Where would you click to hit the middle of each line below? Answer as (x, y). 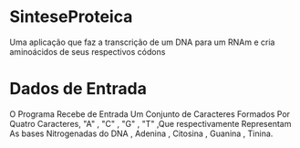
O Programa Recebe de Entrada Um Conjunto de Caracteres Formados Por (150, 114)
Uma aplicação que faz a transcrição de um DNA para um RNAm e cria (142, 42)
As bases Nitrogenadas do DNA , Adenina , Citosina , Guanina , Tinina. (141, 133)
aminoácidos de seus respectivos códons (88, 51)
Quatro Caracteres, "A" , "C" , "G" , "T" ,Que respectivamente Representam (150, 123)
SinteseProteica (71, 17)
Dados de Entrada (78, 89)
